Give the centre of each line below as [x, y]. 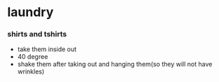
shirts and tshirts [37, 34]
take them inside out [47, 49]
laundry [31, 12]
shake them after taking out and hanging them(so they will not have [115, 64]
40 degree [33, 57]
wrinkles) [31, 71]
